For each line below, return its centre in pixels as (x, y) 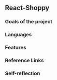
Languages (19, 35)
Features (16, 48)
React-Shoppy (27, 8)
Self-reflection (22, 73)
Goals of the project (29, 22)
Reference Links (25, 61)
